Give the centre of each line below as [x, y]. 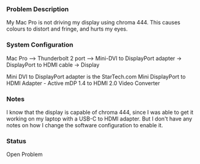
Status [16, 141]
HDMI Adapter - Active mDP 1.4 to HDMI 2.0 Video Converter [83, 83]
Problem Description [38, 9]
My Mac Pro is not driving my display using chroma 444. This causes [93, 23]
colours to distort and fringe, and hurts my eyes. [67, 29]
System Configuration [40, 45]
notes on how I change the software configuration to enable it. [85, 125]
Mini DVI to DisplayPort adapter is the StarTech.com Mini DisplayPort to [96, 76]
